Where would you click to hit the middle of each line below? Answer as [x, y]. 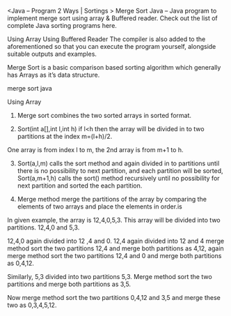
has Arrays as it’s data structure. [54, 75]
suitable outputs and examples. [52, 54]
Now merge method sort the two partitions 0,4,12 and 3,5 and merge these [114, 298]
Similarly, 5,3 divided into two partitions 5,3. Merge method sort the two [110, 277]
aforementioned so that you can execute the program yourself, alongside [112, 46]
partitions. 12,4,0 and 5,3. [43, 227]
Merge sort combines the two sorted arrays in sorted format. [104, 115]
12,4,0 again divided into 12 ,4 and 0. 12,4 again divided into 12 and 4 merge [116, 241]
